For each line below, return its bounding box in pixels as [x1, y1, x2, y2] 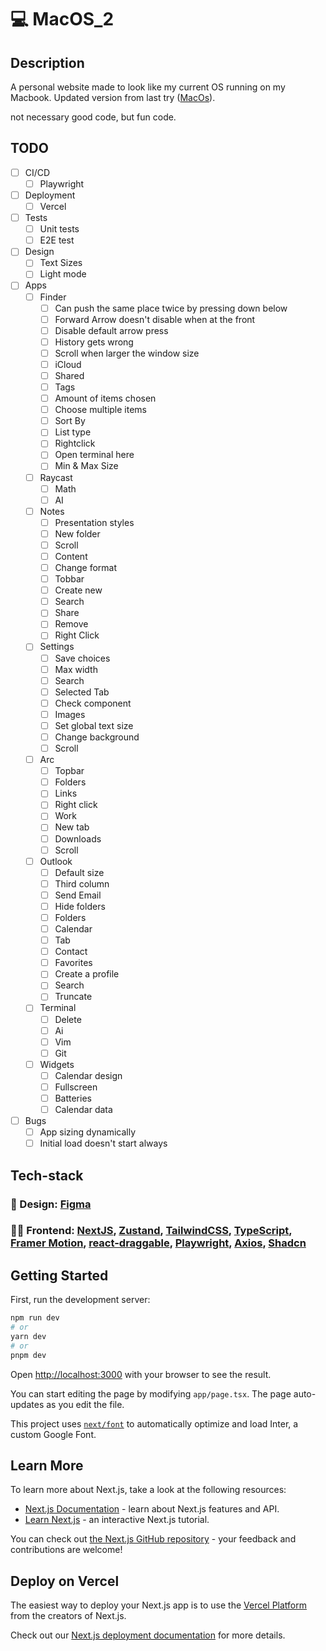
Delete [54, 1013, 82, 1025]
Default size [54, 866, 105, 878]
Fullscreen [54, 1081, 98, 1093]
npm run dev [10, 1313, 60, 1323]
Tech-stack [10, 1167, 84, 1184]
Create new [54, 584, 103, 596]
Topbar [54, 765, 85, 777]
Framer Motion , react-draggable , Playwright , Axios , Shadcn [10, 1236, 307, 1250]
